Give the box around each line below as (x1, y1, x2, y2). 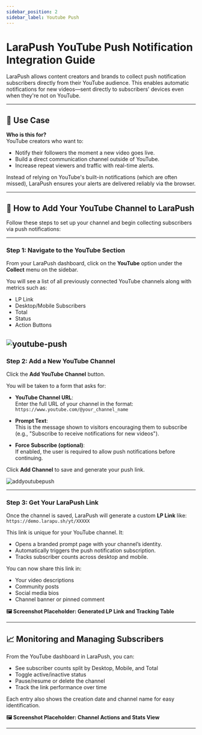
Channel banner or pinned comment (14, 596, 105, 603)
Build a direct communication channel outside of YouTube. (14, 156, 160, 163)
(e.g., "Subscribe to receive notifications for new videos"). (14, 430, 159, 437)
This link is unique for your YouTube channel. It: (6, 529, 124, 536)
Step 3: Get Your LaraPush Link (6, 498, 99, 506)
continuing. (14, 455, 43, 462)
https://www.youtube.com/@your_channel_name (14, 407, 129, 413)
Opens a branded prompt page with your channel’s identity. (14, 541, 162, 548)
